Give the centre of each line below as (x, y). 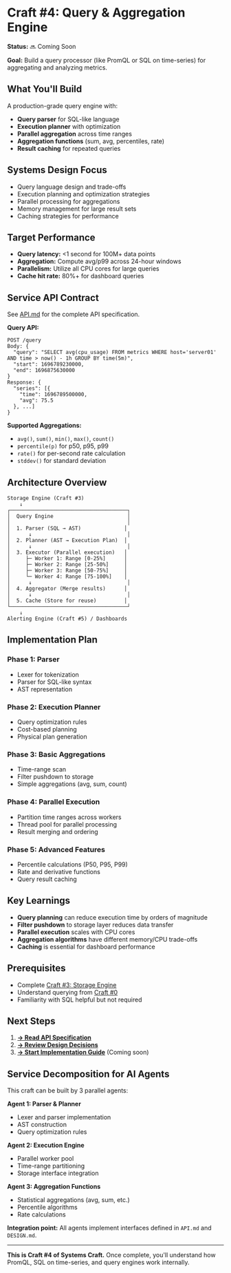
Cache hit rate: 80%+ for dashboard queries (80, 276)
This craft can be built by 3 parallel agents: (68, 1090)
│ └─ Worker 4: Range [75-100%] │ (67, 577)
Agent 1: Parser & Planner (44, 1104)
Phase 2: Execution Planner (54, 707)
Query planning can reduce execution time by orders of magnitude (112, 917)
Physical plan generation (52, 736)
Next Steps (31, 1021)
